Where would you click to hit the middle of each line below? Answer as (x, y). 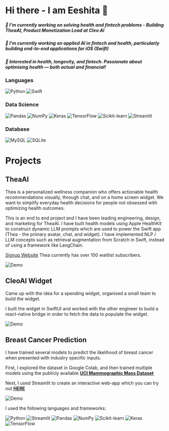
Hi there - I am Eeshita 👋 (57, 10)
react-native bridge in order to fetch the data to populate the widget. (77, 314)
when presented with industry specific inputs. (53, 357)
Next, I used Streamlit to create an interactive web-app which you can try (82, 383)
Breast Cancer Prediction (46, 340)
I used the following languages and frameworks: (56, 408)
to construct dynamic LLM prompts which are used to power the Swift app (83, 229)
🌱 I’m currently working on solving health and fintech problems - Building (84, 25)
